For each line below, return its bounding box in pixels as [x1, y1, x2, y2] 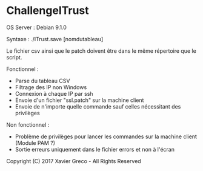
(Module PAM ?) [15, 139, 56, 146]
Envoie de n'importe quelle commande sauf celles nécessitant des [15, 102, 181, 110]
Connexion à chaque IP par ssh [15, 90, 93, 97]
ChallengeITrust [6, 4, 89, 18]
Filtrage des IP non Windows [15, 83, 87, 91]
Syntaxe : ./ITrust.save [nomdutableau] [6, 35, 104, 42]
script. [6, 53, 22, 61]
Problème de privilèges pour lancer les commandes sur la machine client [15, 133, 197, 140]
